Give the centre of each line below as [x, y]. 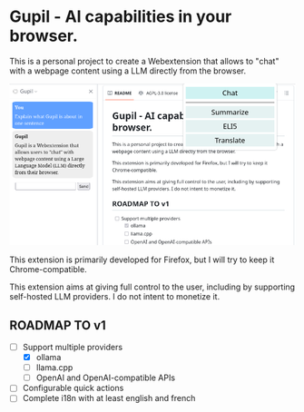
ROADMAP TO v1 [58, 325]
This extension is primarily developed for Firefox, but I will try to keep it [142, 260]
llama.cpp [54, 368]
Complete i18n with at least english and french [109, 398]
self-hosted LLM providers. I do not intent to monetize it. [115, 297]
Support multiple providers [73, 348]
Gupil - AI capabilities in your [121, 17]
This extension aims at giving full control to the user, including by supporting [152, 287]
